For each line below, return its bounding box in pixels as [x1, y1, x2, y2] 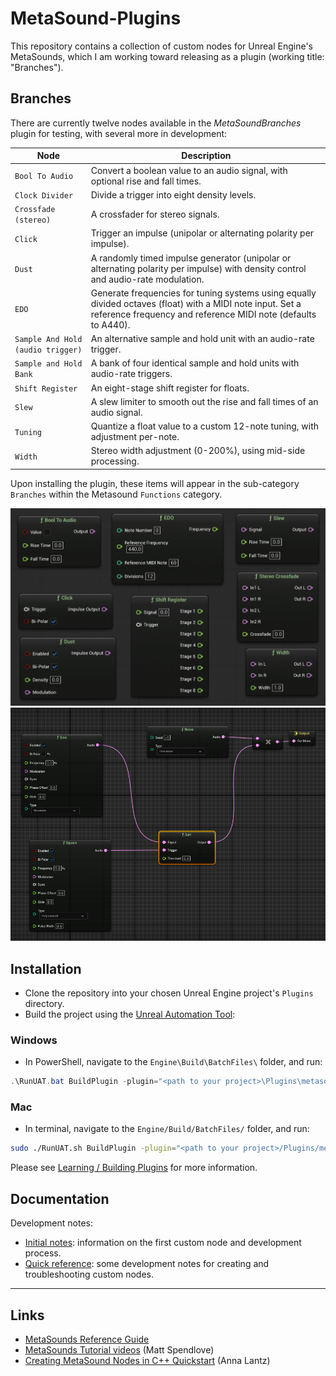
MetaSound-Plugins [10, 7, 182, 30]
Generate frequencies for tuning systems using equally [90, 287, 317, 299]
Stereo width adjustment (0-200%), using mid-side [90, 445, 306, 457]
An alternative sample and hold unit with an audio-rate [90, 333, 315, 344]
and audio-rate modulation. [90, 273, 205, 285]
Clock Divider [14, 190, 74, 201]
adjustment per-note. [90, 431, 180, 442]
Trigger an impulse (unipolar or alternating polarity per [90, 227, 315, 239]
